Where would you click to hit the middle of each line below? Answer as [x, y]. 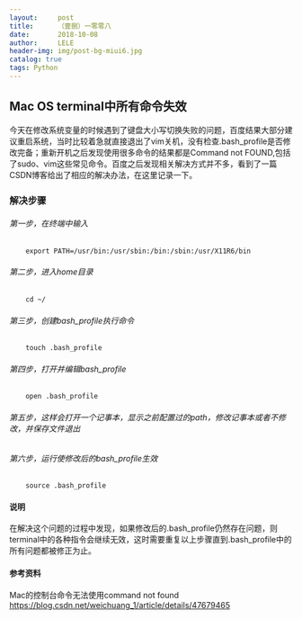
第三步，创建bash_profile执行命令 [72, 320]
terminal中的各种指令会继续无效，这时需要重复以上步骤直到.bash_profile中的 [151, 540]
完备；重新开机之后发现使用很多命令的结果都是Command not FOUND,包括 [154, 152]
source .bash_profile [66, 486]
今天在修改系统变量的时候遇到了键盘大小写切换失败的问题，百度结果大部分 [147, 130]
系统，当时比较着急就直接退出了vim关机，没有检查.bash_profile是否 [158, 141]
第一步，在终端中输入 [49, 224]
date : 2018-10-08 [54, 34]
